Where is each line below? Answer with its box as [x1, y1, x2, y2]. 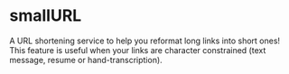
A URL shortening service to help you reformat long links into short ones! [9, 35, 281, 46]
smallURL [9, 5, 82, 26]
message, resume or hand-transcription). [9, 54, 163, 65]
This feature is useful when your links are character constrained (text [9, 44, 266, 55]
